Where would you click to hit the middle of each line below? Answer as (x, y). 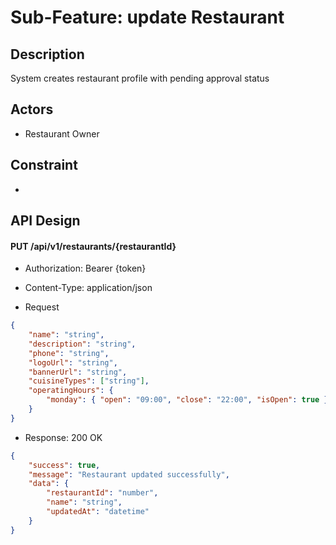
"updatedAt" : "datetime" (98, 512)
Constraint (44, 165)
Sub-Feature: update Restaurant (147, 17)
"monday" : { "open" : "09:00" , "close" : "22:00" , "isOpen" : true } (187, 400)
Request (42, 307)
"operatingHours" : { (71, 391)
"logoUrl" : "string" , (73, 362)
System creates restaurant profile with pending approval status (140, 78)
